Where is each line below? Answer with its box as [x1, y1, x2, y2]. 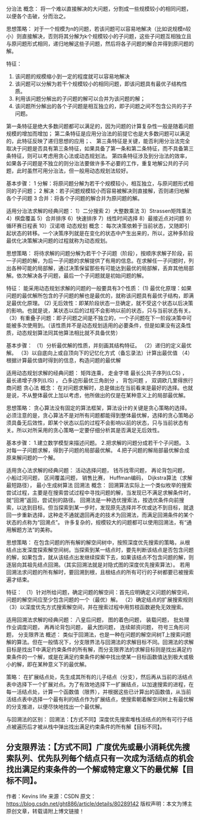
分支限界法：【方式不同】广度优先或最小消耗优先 [6, 742, 183, 752]
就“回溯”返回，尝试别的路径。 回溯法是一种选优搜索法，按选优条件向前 [6, 497, 180, 504]
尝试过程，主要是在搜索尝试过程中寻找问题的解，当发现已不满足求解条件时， [6, 489, 194, 496]
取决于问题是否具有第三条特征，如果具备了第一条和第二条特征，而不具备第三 [6, 145, 194, 152]
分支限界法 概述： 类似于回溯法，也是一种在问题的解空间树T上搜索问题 [17, 631, 192, 638]
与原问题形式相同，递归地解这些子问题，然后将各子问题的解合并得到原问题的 [6, 40, 194, 47]
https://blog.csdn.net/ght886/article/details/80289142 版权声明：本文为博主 [6, 800, 193, 807]
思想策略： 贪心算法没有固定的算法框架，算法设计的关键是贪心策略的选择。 [6, 404, 190, 411]
